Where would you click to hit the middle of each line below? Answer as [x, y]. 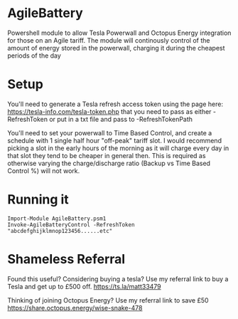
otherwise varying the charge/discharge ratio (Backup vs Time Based [109, 163]
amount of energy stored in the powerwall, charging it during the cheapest [116, 48]
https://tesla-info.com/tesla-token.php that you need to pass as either [109, 111]
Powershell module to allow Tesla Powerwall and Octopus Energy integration [119, 33]
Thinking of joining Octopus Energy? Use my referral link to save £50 [108, 300]
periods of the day [34, 56]
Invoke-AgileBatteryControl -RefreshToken [71, 225]
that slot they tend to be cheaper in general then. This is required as [107, 155]
